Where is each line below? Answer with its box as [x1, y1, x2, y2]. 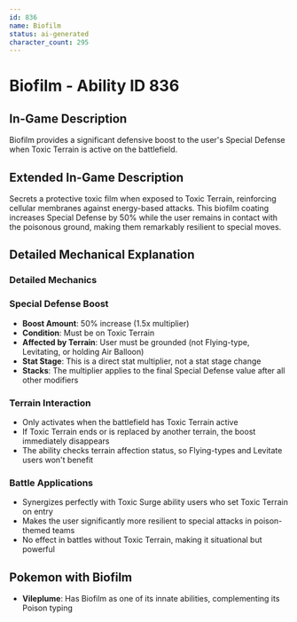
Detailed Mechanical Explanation [9, 248, 195, 263]
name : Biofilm [9, 21, 62, 30]
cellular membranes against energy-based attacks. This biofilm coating [9, 203, 270, 214]
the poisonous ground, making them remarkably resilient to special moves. [9, 222, 282, 232]
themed [21, 525, 51, 536]
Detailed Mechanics [9, 274, 98, 287]
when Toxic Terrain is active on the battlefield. [9, 144, 178, 155]
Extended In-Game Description [9, 169, 184, 185]
